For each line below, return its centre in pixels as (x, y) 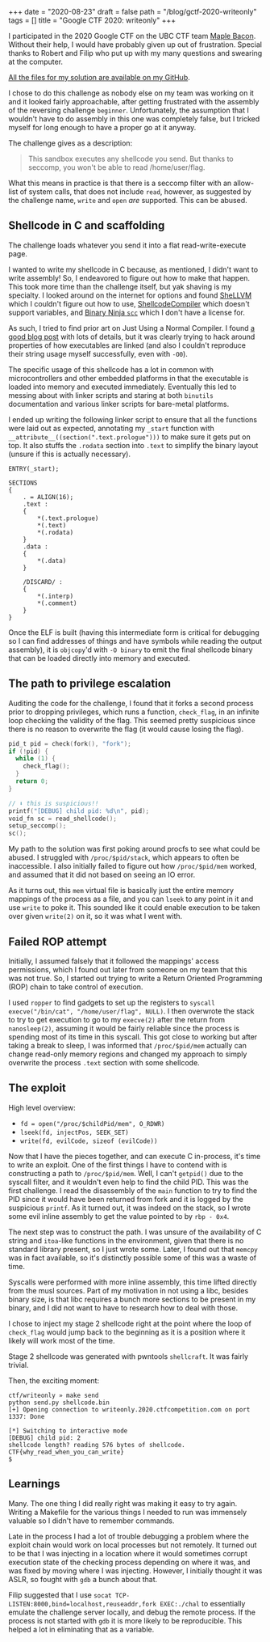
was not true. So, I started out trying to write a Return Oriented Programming (135, 978)
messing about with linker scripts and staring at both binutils (111, 395)
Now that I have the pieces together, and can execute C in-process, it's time (135, 1156)
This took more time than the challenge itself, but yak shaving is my (120, 286)
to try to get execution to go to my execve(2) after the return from (117, 1019)
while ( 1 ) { (36, 759)
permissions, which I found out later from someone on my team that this (128, 969)
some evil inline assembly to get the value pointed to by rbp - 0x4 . (119, 1216)
